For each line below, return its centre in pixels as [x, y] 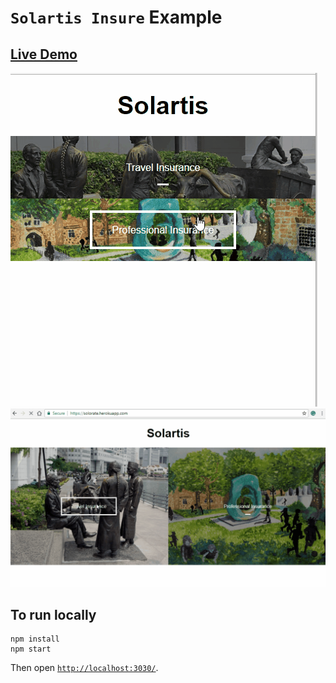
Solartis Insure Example [116, 17]
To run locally [53, 614]
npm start [31, 649]
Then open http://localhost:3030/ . [84, 668]
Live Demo [44, 54]
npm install [35, 639]
